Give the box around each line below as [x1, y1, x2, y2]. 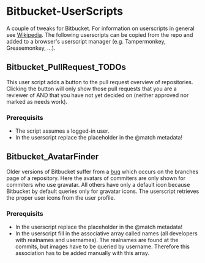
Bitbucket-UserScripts [6, 4, 124, 18]
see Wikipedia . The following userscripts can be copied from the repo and [6, 31, 193, 38]
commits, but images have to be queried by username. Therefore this [15, 243, 190, 250]
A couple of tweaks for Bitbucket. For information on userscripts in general [6, 25, 195, 32]
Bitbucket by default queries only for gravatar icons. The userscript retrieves [6, 187, 199, 195]
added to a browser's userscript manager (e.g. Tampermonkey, [6, 37, 166, 45]
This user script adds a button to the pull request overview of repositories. [6, 78, 193, 85]
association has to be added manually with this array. [15, 249, 150, 257]
